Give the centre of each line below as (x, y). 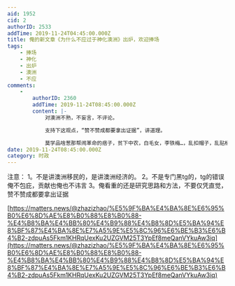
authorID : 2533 (29, 27)
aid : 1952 (22, 14)
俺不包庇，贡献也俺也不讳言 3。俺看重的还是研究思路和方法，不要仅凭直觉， (117, 185)
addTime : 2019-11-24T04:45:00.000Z (59, 33)
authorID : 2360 (55, 99)
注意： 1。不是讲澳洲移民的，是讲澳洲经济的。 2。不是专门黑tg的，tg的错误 (116, 177)
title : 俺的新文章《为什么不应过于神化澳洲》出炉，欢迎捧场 (83, 40)
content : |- (50, 111)
